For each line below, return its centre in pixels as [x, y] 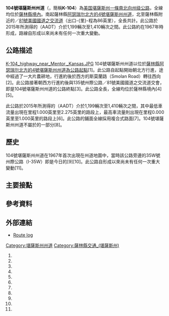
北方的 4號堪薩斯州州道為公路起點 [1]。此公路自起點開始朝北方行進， [89, 70]
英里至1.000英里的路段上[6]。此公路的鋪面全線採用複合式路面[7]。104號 [80, 118]
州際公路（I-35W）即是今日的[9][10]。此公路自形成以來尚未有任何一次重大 [83, 161]
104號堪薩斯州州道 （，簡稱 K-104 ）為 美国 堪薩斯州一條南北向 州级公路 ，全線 [84, 8]
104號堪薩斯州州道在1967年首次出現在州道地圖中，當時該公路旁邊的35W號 [83, 155]
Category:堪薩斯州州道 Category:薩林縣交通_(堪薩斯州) [63, 245]
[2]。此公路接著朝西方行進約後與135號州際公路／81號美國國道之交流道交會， [85, 82]
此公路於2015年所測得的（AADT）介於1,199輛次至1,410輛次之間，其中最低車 [84, 106]
